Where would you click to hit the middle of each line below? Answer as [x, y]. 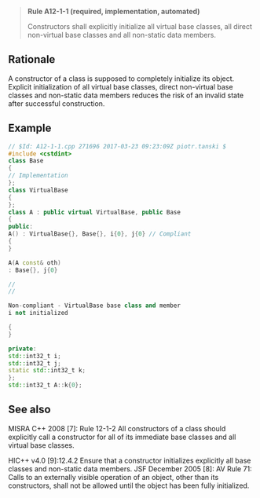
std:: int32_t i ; [35, 356]
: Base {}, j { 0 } [33, 270]
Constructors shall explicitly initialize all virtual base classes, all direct [140, 26]
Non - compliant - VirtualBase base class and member [94, 306]
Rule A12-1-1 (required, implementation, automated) [114, 11]
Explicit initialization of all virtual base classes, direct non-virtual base [121, 86]
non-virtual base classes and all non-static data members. [121, 35]
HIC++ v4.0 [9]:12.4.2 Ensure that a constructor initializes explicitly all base [130, 460]
